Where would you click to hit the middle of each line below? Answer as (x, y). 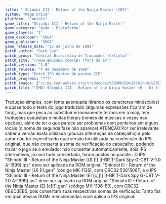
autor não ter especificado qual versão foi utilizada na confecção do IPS (79, 138)
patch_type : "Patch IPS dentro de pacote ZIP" (54, 74)
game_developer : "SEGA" (30, 38)
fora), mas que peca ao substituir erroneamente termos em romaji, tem (77, 112)
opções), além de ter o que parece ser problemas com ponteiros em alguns (82, 123)
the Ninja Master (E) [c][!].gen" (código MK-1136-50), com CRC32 (72, 186)
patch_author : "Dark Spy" (32, 51)
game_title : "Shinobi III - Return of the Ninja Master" (65, 23)
